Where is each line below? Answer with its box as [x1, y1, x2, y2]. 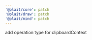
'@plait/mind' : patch [5, 16, 50, 21]
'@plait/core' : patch [5, 7, 50, 12]
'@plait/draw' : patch [5, 12, 50, 17]
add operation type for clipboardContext [5, 30, 87, 36]
